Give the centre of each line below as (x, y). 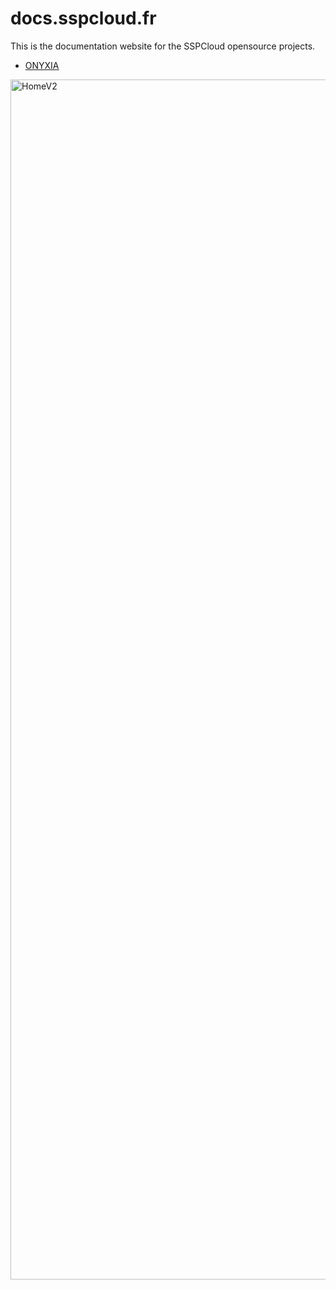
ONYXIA (42, 65)
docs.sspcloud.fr (83, 18)
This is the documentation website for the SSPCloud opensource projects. (163, 46)
